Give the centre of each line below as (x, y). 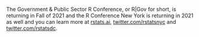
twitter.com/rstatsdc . (32, 28)
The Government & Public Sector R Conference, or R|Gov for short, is (91, 9)
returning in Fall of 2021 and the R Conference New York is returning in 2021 (100, 16)
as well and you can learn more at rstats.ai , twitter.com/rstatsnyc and (91, 22)
